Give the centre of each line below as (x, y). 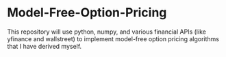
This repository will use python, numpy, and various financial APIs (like (107, 32)
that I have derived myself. (45, 46)
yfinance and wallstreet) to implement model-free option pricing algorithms (113, 38)
